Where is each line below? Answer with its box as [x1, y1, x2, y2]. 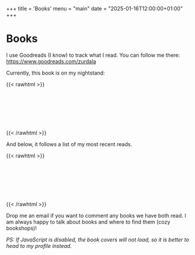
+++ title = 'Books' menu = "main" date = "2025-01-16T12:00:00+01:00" [6, 5, 183, 12]
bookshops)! [6, 224, 37, 231]
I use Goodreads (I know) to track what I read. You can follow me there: [6, 51, 180, 59]
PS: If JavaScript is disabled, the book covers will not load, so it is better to [6, 236, 190, 243]
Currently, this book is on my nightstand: [6, 69, 106, 76]
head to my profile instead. [6, 242, 72, 249]
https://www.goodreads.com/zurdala [6, 57, 97, 64]
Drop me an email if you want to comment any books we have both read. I [6, 212, 187, 219]
